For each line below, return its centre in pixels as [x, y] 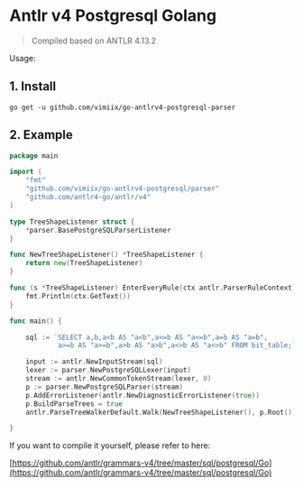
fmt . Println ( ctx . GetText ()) [78, 296]
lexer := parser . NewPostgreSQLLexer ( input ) [109, 371]
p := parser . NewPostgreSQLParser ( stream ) [104, 387]
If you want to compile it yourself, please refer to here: [110, 446]
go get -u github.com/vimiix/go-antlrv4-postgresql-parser [123, 107]
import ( [26, 172]
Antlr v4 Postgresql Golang [113, 16]
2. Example [41, 135]
